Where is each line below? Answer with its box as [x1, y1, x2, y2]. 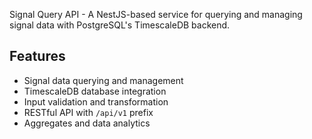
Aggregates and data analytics [23, 117, 151, 129]
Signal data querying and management [23, 74, 184, 86]
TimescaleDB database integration [23, 85, 167, 97]
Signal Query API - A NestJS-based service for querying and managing [9, 9, 303, 20]
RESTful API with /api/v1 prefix [23, 106, 154, 118]
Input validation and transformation [23, 95, 169, 108]
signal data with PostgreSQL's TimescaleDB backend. [9, 19, 231, 31]
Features [9, 48, 66, 65]
